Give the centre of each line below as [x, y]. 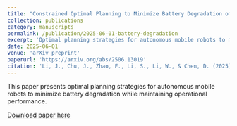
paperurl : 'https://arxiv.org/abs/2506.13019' [77, 60]
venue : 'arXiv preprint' [44, 53]
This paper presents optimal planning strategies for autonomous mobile [111, 86]
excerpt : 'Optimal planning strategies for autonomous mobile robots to [116, 40]
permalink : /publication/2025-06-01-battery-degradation [93, 33]
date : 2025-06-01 [33, 46]
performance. [27, 101]
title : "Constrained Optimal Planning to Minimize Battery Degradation [115, 14]
